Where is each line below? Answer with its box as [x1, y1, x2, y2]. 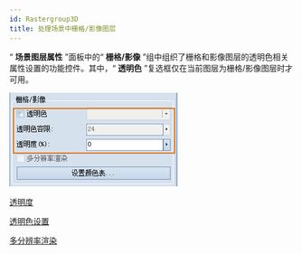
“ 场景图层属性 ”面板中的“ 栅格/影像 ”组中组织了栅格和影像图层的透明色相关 [9, 51, 289, 62]
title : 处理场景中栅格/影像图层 [9, 24, 117, 33]
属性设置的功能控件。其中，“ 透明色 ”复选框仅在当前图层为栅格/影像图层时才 [9, 62, 294, 73]
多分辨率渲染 [9, 235, 57, 246]
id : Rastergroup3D [9, 14, 79, 24]
